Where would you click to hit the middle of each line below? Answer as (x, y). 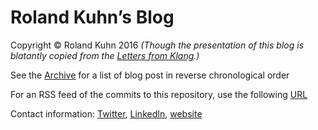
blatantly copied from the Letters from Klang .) (105, 55)
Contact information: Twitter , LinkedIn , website (106, 113)
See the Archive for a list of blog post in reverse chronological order (150, 75)
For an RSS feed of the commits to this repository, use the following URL (159, 94)
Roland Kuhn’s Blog (92, 17)
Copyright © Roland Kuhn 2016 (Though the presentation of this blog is (157, 45)
